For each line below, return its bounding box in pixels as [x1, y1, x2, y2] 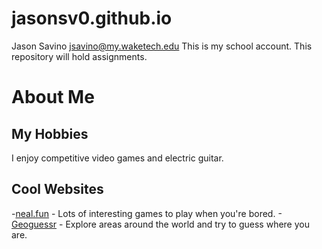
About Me [11, 86, 95, 109]
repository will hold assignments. [11, 50, 148, 62]
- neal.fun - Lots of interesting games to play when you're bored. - [11, 207, 283, 219]
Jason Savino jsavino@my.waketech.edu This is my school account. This [11, 40, 313, 52]
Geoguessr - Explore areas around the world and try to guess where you [11, 218, 310, 230]
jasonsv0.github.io [11, 7, 173, 30]
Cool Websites [11, 181, 104, 198]
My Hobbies [11, 125, 89, 142]
